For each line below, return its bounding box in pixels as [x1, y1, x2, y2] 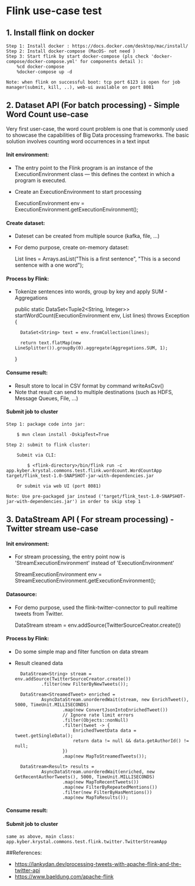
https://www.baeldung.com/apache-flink [14, 873, 114, 880]
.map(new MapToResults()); [62, 794, 128, 801]
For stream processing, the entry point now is [14, 553, 125, 560]
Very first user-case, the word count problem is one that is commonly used [6, 125, 189, 132]
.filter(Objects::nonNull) [62, 717, 128, 723]
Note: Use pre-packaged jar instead [6, 493, 96, 499]
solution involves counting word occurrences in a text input [6, 137, 150, 145]
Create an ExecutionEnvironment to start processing [14, 189, 142, 196]
